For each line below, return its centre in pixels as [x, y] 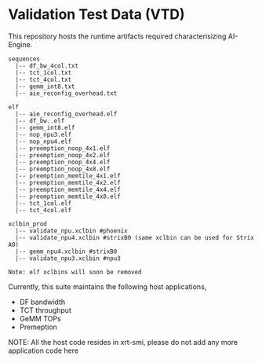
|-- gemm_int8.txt [45, 86]
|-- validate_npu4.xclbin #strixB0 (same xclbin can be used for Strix [135, 237]
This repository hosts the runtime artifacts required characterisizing [117, 36]
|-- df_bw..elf [40, 121]
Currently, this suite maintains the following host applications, [107, 286]
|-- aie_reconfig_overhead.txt [66, 93]
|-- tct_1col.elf [44, 203]
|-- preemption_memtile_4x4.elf [68, 189]
